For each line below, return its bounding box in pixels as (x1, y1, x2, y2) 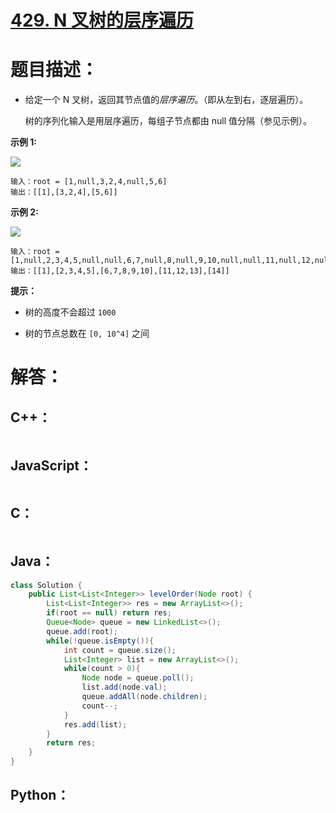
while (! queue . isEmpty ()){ (46, 636, 155, 646)
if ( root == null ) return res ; (46, 608, 172, 618)
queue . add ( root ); (46, 626, 118, 636)
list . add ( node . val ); (81, 682, 168, 693)
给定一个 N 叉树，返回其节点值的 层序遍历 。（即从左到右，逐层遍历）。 (24, 94, 309, 106)
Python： (10, 787, 70, 804)
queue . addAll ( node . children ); (81, 692, 208, 702)
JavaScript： (10, 457, 93, 474)
